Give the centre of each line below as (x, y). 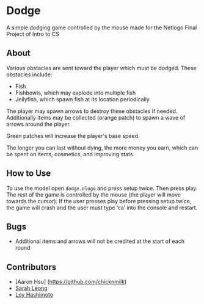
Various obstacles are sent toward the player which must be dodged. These (102, 68)
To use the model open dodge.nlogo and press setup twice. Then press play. (102, 188)
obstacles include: (29, 74)
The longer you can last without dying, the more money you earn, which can (102, 148)
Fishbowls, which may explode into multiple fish (75, 93)
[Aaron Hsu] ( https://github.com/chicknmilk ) (71, 282)
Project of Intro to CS (33, 34)
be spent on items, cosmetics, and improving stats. (71, 154)
